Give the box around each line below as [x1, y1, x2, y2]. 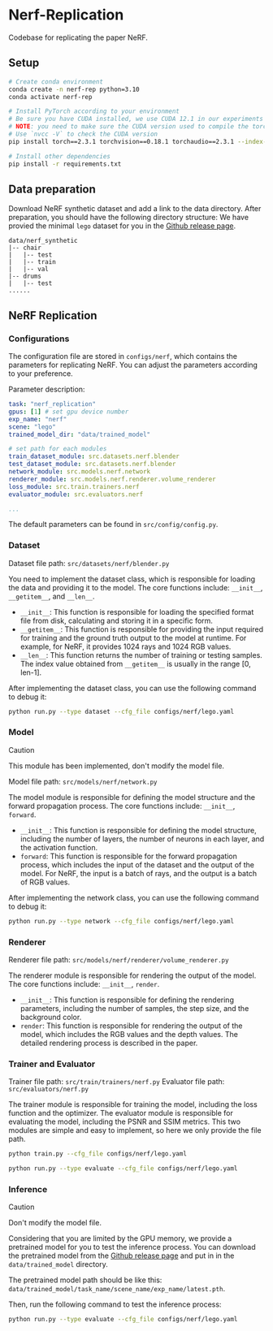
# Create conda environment [8, 77, 104, 86]
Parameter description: [8, 384, 85, 394]
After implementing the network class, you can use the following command [8, 892, 259, 902]
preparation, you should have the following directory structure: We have [8, 213, 249, 223]
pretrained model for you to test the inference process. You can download [8, 1242, 256, 1252]
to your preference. [8, 369, 73, 378]
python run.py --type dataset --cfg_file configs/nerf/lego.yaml [8, 707, 234, 715]
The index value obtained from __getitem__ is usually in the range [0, [19, 659, 252, 668]
